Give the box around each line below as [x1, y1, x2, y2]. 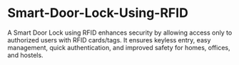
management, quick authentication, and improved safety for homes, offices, [7, 43, 230, 52]
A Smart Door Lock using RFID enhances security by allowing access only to [7, 28, 233, 37]
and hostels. [7, 51, 44, 59]
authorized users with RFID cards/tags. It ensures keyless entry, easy [7, 35, 211, 44]
